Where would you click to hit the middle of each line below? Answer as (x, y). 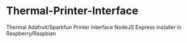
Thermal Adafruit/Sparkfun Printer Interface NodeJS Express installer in (94, 27)
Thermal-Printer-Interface (72, 11)
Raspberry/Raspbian (31, 33)
